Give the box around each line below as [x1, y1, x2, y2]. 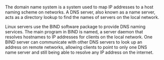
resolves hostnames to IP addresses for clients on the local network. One [5, 34, 153, 40]
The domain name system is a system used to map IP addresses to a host [5, 4, 154, 10]
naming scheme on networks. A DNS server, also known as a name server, [5, 9, 156, 15]
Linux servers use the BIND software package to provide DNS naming [5, 24, 146, 30]
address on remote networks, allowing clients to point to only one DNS [5, 45, 147, 50]
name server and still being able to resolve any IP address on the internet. [5, 49, 154, 55]
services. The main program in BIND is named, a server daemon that [5, 29, 143, 34]
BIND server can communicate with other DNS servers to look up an [5, 39, 142, 45]
